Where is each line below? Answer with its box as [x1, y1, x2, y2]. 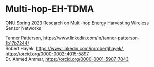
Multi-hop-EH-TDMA [5, 3, 94, 15]
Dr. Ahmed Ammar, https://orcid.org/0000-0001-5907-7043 [5, 56, 129, 62]
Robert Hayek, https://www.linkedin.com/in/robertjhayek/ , [5, 45, 124, 51]
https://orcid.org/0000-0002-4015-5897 [5, 51, 89, 57]
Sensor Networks [5, 25, 42, 31]
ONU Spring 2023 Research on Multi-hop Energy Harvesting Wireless [5, 20, 149, 26]
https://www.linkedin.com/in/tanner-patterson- [43, 35, 140, 41]
